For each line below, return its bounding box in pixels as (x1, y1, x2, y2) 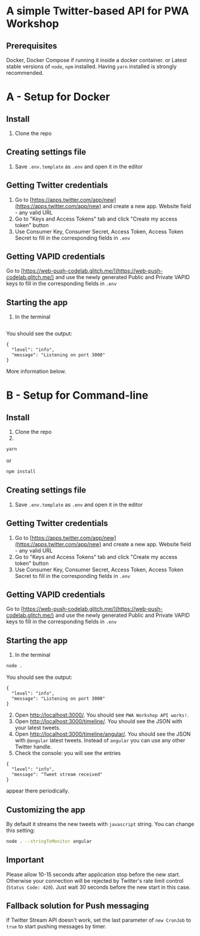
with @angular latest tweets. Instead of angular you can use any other (14, 737, 186, 744)
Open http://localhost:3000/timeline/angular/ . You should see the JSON (14, 730, 191, 738)
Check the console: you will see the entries (14, 750, 121, 757)
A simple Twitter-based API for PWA (6, 4, 189, 18)
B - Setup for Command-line (6, 389, 149, 402)
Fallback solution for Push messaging (6, 901, 149, 911)
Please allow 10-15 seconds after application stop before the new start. (6, 871, 181, 878)
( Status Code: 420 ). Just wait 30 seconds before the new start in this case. (6, 883, 191, 891)
